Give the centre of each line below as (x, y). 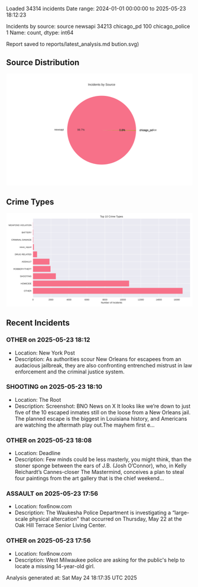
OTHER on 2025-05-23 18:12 (48, 340)
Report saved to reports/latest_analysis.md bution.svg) (73, 44)
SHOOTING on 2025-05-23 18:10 (54, 387)
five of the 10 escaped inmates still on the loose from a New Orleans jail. (103, 412)
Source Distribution (43, 62)
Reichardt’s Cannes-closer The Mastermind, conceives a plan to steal (99, 472)
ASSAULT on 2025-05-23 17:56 (52, 494)
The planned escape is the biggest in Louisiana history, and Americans (101, 418)
